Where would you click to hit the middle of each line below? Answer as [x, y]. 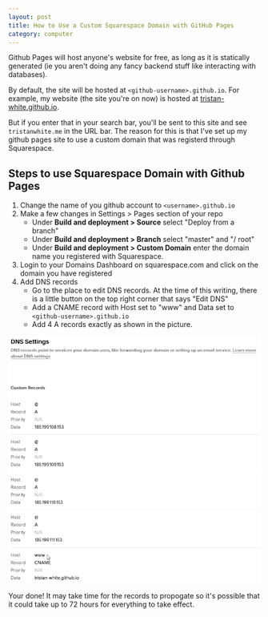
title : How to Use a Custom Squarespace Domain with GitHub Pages [121, 25]
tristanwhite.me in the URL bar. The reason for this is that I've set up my [128, 131]
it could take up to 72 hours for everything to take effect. [101, 604]
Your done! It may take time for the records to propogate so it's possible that [134, 595]
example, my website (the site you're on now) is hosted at [103, 99]
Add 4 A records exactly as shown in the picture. [112, 325]
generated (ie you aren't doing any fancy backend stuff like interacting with [132, 66]
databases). [28, 75]
